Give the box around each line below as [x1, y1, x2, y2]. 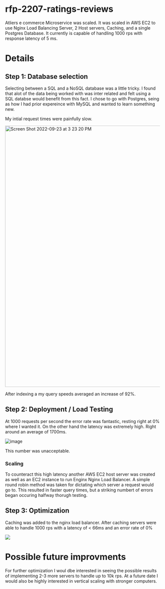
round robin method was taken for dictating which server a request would [5, 482, 154, 488]
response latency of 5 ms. [5, 35, 58, 41]
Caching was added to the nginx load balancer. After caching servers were [5, 520, 157, 525]
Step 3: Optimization [5, 506, 70, 515]
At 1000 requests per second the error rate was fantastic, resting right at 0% [5, 418, 160, 424]
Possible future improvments [5, 552, 126, 562]
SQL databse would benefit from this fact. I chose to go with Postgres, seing [5, 96, 160, 101]
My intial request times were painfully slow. [5, 116, 92, 122]
